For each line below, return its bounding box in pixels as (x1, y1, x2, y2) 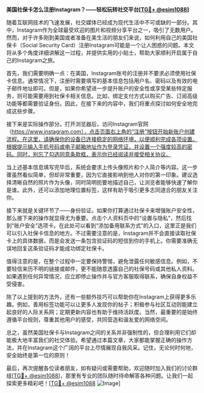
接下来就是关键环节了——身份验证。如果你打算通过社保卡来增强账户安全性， (6, 207, 198, 214)
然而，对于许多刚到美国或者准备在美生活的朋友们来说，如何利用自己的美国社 (6, 34, 198, 41)
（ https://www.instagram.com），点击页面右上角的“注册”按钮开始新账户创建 (6, 128, 195, 135)
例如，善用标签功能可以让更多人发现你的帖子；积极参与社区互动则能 (16, 301, 187, 308)
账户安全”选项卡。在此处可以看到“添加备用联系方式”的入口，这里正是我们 (14, 222, 197, 229)
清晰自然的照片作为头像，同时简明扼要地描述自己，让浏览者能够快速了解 (11, 179, 192, 186)
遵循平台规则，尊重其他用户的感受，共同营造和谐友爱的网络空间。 (6, 316, 171, 323)
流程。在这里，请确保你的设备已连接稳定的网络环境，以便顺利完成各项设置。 (6, 136, 198, 143)
